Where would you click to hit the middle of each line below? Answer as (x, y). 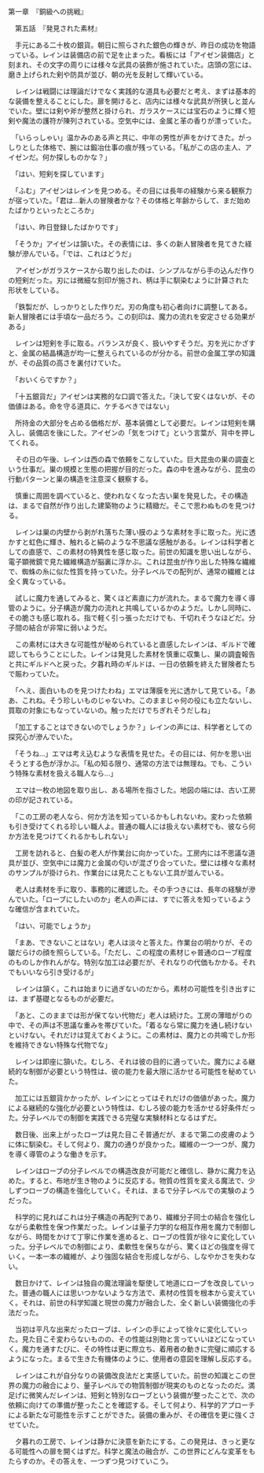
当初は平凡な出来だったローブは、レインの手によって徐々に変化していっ (131, 1329)
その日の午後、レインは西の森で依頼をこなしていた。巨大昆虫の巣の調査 (132, 459)
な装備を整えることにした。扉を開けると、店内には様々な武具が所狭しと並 (128, 101)
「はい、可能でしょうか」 (54, 926)
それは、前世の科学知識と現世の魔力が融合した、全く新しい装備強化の (135, 1303)
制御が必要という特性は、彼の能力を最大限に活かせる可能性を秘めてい (142, 1071)
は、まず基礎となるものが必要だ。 (63, 999)
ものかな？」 (90, 157)
